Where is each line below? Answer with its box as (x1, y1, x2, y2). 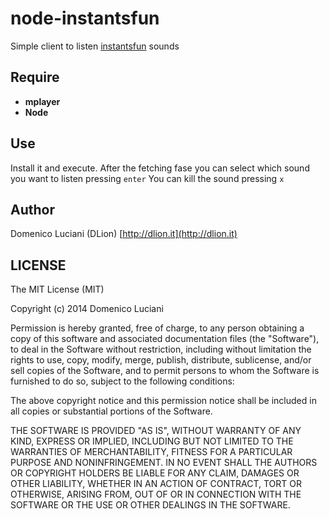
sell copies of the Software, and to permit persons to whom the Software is (10, 365, 320, 377)
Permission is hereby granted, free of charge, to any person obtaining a (10, 322, 305, 334)
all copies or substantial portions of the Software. (10, 405, 213, 417)
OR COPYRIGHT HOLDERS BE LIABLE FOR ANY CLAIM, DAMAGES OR (10, 467, 300, 479)
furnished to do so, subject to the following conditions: (10, 375, 235, 387)
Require (10, 69, 60, 86)
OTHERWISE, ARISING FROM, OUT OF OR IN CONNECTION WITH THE (10, 488, 302, 501)
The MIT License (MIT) (10, 283, 105, 296)
